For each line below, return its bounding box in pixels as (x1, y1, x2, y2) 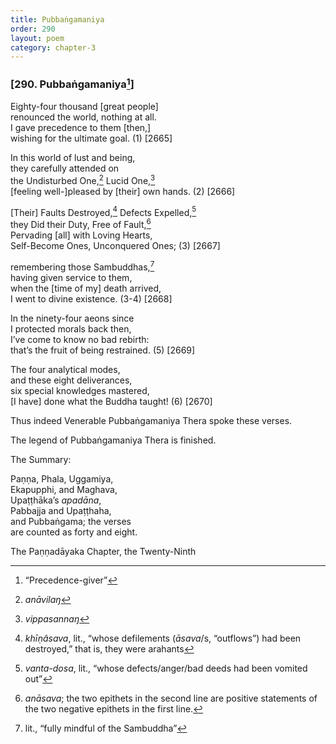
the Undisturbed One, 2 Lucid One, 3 (10, 173, 156, 186)
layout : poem (10, 33, 65, 43)
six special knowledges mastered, (10, 384, 150, 396)
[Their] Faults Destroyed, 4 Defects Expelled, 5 (10, 204, 197, 218)
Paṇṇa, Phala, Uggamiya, (10, 472, 114, 485)
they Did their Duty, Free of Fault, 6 (10, 217, 152, 230)
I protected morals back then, (10, 322, 132, 335)
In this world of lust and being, (10, 152, 136, 163)
